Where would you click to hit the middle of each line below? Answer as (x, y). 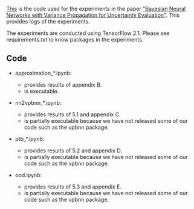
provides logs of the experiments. (48, 21)
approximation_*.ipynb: (43, 73)
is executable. (41, 91)
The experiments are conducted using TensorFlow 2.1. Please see (88, 33)
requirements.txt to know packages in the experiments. (75, 39)
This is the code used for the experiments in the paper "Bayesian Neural (96, 9)
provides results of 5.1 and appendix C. (72, 114)
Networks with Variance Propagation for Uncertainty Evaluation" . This (93, 15)
